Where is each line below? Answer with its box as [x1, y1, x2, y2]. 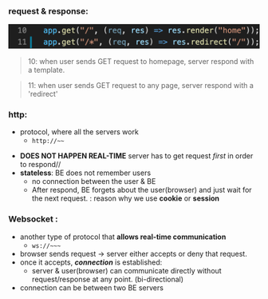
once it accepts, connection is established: [19, 257, 163, 267]
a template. [27, 66, 65, 75]
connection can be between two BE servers [19, 282, 164, 293]
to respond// [19, 160, 61, 169]
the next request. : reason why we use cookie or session [31, 193, 220, 203]
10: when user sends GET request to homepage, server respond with [27, 57, 254, 66]
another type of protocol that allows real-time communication [19, 232, 227, 241]
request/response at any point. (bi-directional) [31, 274, 184, 284]
